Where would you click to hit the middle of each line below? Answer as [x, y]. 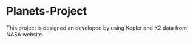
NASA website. [25, 34]
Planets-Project [46, 11]
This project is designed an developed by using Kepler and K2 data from [96, 28]
